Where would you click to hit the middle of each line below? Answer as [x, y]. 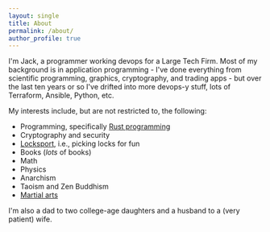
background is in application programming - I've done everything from [125, 70]
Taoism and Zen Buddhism [64, 187]
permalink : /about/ [41, 31]
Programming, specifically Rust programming [95, 126]
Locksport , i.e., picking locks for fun [80, 144]
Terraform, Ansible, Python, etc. [61, 95]
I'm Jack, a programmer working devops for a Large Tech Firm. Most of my [133, 61]
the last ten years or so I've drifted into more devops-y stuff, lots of [120, 87]
